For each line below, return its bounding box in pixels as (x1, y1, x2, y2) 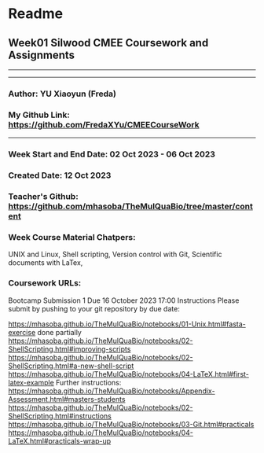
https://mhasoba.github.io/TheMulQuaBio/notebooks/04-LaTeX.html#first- (8, 369, 250, 378)
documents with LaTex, (8, 258, 83, 267)
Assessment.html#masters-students (8, 394, 126, 403)
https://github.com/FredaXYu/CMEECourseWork (8, 119, 200, 130)
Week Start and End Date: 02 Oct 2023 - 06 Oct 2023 (8, 149, 216, 160)
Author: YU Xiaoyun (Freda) (8, 88, 116, 99)
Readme (8, 5, 64, 23)
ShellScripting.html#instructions (8, 411, 112, 421)
